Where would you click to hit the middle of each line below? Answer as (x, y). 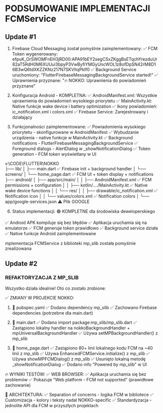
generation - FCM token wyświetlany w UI (54, 154)
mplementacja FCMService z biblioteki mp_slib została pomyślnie (71, 243)
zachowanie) (18, 385)
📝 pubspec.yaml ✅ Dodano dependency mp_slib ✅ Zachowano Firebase (84, 307)
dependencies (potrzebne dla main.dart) (53, 313)
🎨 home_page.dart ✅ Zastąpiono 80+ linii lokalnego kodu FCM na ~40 (82, 348)
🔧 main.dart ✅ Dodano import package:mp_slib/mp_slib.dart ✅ (74, 322)
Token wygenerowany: (35, 54)
